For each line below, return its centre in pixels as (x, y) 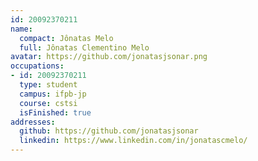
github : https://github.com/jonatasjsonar (109, 131)
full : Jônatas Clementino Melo (84, 47)
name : (21, 29)
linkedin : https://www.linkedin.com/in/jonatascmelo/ (133, 141)
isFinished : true (55, 112)
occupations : (37, 66)
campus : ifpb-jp (53, 94)
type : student (48, 85)
